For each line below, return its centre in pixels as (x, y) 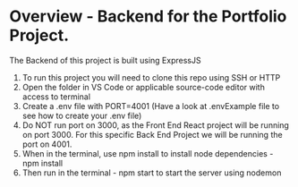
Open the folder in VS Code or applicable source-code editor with (144, 87)
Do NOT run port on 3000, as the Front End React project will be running (155, 125)
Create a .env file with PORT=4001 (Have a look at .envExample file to (151, 106)
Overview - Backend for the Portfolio (148, 17)
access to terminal (56, 97)
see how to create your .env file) (82, 115)
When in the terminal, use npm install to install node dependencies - (148, 153)
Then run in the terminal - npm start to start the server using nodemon (152, 173)
